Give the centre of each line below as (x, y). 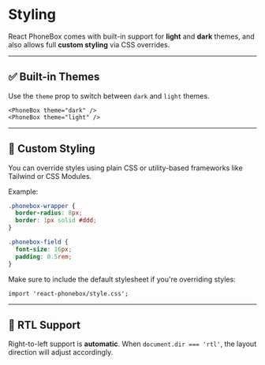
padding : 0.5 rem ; (44, 257)
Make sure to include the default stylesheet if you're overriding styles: (122, 279)
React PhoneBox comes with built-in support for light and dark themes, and (131, 36)
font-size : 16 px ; (44, 249)
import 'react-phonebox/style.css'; (68, 293)
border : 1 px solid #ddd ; (56, 221)
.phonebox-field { (38, 242)
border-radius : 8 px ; (49, 213)
